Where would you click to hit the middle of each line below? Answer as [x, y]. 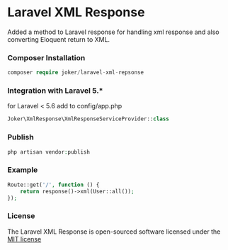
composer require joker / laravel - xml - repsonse [75, 73]
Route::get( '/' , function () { [53, 185]
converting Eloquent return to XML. [59, 39]
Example [23, 170]
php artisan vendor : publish [49, 152]
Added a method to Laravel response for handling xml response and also [113, 32]
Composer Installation [46, 57]
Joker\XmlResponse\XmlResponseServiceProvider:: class [89, 119]
